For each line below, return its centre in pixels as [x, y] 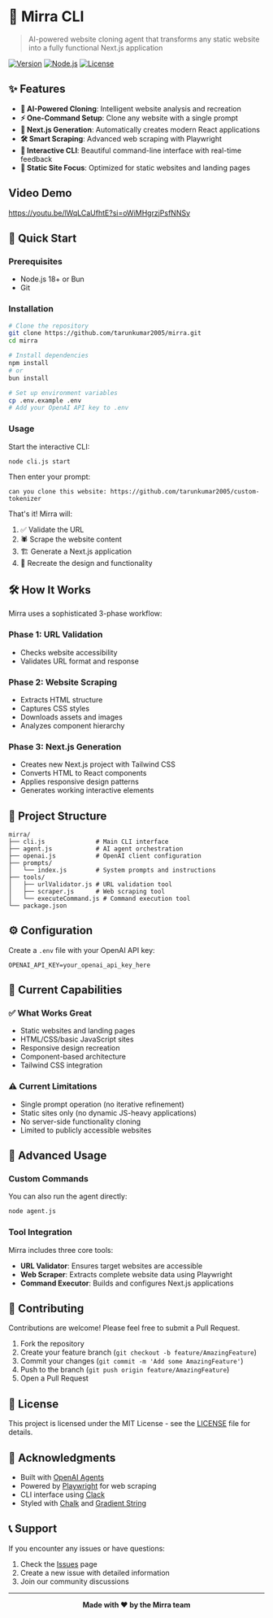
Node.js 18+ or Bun [52, 279]
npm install [28, 363]
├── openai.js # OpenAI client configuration [105, 856]
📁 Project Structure [58, 816]
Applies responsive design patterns [80, 782]
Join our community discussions [75, 1581]
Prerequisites [35, 261]
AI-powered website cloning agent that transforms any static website [144, 39]
